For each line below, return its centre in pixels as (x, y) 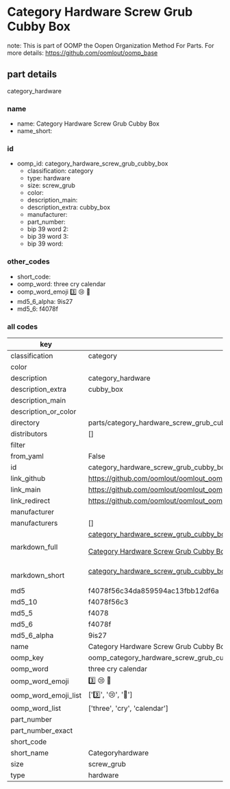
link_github (28, 478)
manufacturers (34, 523)
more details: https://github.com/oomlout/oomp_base (82, 53)
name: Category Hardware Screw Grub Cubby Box (88, 123)
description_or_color (43, 411)
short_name (30, 753)
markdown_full (34, 547)
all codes (23, 327)
